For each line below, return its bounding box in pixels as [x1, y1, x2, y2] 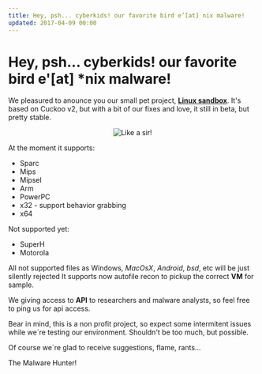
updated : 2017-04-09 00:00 [8, 19, 97, 27]
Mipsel [19, 176, 42, 185]
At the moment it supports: [8, 143, 95, 153]
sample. [8, 280, 34, 289]
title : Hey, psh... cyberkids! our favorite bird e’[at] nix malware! [8, 11, 245, 20]
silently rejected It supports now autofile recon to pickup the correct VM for [8, 272, 254, 281]
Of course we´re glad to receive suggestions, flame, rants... [8, 343, 201, 353]
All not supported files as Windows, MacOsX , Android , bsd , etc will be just [8, 263, 250, 273]
